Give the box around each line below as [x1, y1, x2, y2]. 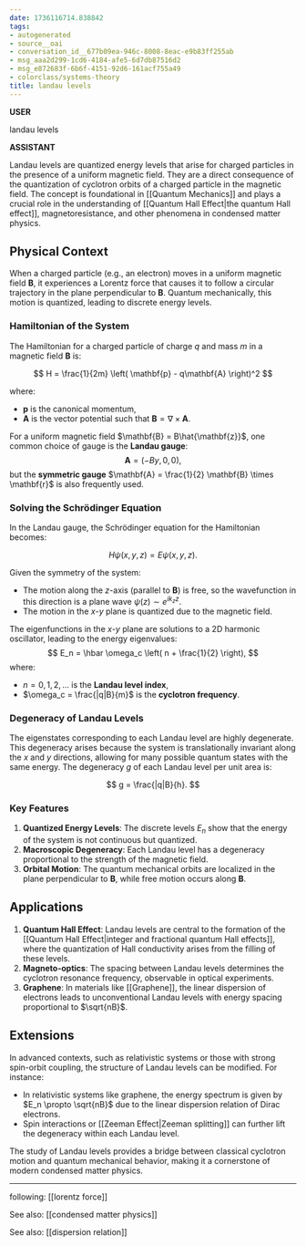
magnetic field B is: [9, 350, 82, 361]
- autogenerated [9, 30, 71, 39]
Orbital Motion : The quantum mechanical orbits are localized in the [22, 864, 276, 875]
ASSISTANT [9, 141, 56, 152]
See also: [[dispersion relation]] [9, 1226, 127, 1237]
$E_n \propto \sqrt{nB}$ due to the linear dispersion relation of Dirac [22, 1098, 280, 1109]
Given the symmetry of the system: [9, 567, 141, 578]
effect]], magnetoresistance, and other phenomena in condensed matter [9, 207, 281, 219]
